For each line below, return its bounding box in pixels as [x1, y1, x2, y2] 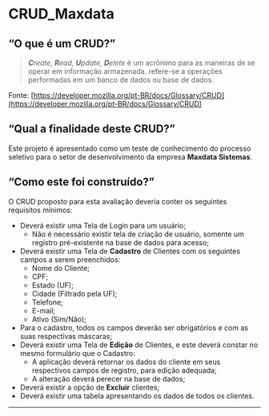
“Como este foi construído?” [8, 176, 155, 189]
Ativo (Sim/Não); [31, 314, 86, 324]
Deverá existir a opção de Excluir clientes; [19, 382, 160, 392]
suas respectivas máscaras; [19, 331, 113, 341]
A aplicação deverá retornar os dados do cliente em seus [31, 357, 221, 366]
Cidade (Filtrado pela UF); [31, 289, 118, 298]
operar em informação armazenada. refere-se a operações [27, 67, 223, 76]
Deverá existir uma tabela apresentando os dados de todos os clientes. [19, 390, 255, 401]
